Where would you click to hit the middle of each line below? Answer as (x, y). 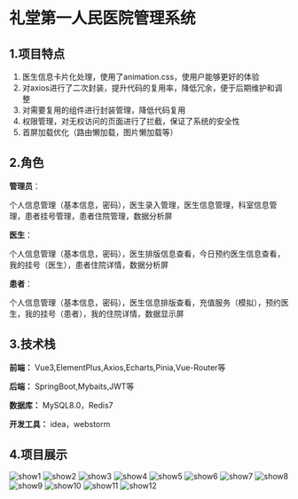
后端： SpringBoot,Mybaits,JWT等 (72, 386)
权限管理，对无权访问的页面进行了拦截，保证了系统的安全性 (131, 121)
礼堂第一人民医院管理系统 (103, 18)
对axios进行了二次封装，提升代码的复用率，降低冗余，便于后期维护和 (148, 88)
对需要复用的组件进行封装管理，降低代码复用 (104, 110)
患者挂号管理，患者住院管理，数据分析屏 (98, 216)
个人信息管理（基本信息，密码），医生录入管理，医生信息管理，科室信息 (139, 204)
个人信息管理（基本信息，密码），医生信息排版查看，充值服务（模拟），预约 (145, 302)
